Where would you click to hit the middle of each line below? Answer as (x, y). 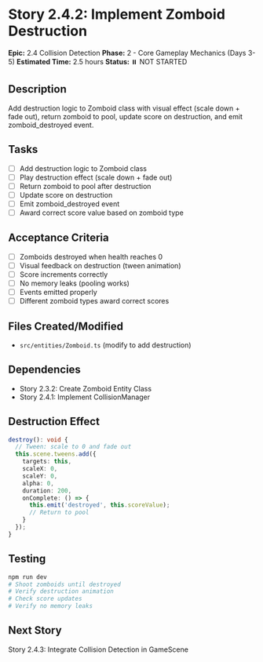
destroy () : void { (38, 440)
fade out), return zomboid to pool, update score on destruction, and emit (126, 116)
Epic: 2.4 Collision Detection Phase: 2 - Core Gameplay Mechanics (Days (127, 53)
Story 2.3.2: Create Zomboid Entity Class (85, 388)
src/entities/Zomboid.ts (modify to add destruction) (105, 345)
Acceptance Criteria (58, 238)
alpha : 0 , (38, 483)
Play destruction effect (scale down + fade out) (96, 177)
